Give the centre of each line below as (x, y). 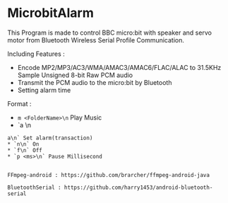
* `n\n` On (23, 144)
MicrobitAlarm (50, 13)
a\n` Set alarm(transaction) (50, 138)
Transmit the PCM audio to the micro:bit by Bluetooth (95, 82)
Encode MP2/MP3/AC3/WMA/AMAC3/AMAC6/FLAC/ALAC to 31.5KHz (119, 67)
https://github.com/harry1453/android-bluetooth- (138, 187)
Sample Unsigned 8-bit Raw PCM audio (75, 75)
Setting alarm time (44, 90)
